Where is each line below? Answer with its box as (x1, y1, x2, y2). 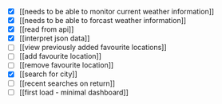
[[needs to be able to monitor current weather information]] (18, 7, 215, 16)
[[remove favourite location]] (18, 60, 114, 70)
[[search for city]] (18, 69, 77, 79)
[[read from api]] (18, 25, 74, 34)
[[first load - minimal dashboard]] (18, 87, 129, 97)
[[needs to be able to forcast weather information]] (18, 16, 187, 25)
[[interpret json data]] (18, 33, 90, 43)
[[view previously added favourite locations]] (18, 43, 167, 52)
